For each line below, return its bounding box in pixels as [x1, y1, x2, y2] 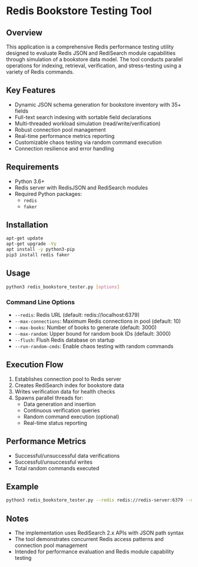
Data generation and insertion [23, 400, 96, 408]
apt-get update [6, 235, 44, 241]
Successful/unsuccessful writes [14, 458, 93, 466]
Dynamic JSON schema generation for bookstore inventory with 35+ [14, 101, 181, 108]
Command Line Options [6, 298, 75, 306]
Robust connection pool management [14, 126, 106, 133]
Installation [6, 220, 48, 230]
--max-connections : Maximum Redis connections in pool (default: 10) [14, 317, 181, 325]
